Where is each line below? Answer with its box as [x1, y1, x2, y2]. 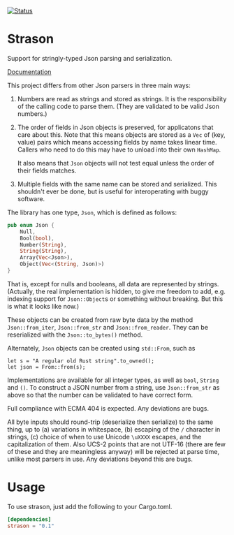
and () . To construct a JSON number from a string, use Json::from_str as [7, 383, 220, 391]
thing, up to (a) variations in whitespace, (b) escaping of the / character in [7, 425, 221, 433]
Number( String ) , [20, 241, 68, 248]
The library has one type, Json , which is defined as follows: [7, 208, 177, 217]
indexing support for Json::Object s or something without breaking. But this [7, 294, 224, 303]
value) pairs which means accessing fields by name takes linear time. [17, 138, 217, 146]
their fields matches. [17, 166, 77, 175]
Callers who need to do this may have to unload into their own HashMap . [17, 145, 221, 154]
